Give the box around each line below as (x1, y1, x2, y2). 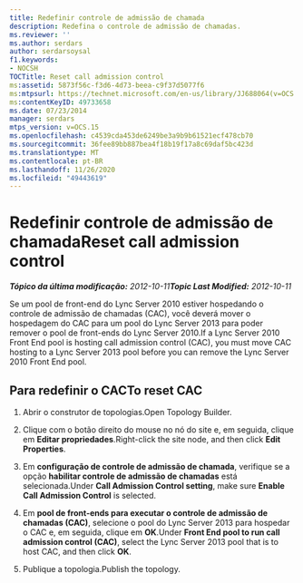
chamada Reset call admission (9, 232, 240, 252)
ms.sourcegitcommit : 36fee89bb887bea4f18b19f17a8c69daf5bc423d (9, 140, 254, 149)
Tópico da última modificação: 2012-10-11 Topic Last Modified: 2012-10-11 (9, 281, 292, 292)
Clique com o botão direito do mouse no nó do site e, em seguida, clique (22, 424, 295, 435)
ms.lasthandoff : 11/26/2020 (9, 165, 116, 174)
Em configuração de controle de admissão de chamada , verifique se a (22, 462, 290, 471)
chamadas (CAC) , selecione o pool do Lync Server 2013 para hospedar (22, 518, 290, 528)
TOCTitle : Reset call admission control (9, 73, 165, 82)
